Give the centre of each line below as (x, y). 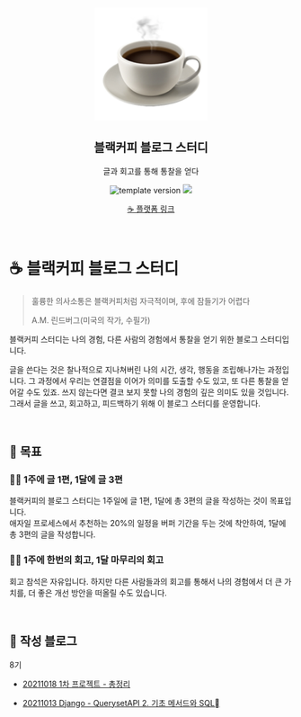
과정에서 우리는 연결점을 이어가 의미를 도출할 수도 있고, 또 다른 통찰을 (159, 381)
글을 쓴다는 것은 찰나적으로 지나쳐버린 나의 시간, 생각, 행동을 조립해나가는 (137, 369)
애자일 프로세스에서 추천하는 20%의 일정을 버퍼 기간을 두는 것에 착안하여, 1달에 (148, 524)
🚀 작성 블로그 (44, 641)
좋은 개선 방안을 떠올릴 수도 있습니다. (102, 593)
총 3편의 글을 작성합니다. (53, 534)
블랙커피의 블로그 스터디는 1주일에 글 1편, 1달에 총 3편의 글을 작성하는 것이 (138, 501)
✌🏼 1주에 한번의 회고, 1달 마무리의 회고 (87, 560)
